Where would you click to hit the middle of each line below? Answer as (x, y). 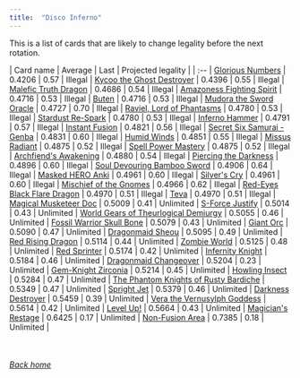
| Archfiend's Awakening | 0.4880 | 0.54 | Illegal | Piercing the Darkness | (144, 155)
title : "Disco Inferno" (56, 17)
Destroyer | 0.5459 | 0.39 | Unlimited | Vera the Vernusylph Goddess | (138, 298)
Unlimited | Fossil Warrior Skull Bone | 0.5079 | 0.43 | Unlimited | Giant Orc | (149, 222)
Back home (30, 365)
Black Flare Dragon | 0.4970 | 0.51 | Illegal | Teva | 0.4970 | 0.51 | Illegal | (142, 193)
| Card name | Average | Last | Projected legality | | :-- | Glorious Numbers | (148, 70)
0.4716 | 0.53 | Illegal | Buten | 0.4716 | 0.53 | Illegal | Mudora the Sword (141, 99)
